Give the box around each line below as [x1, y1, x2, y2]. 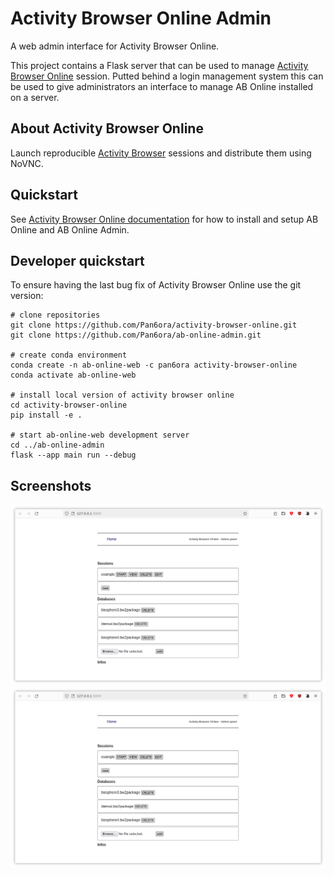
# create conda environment [10, 350, 128, 361]
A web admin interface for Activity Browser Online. [10, 40, 220, 52]
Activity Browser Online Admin [10, 7, 272, 30]
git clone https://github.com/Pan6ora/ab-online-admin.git [10, 330, 262, 341]
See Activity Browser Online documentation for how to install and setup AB [10, 213, 319, 225]
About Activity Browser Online [10, 120, 204, 137]
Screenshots [10, 477, 92, 494]
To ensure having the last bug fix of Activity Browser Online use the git [10, 279, 302, 291]
